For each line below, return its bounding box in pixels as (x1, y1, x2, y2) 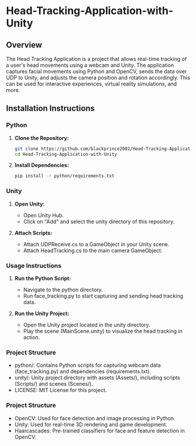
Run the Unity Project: (14, 309, 70, 317)
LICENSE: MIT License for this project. (14, 387, 107, 394)
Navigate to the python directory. (23, 286, 104, 293)
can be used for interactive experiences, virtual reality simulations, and (6, 80, 177, 87)
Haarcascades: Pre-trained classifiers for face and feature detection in (14, 427, 185, 434)
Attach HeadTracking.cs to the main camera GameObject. (23, 247, 163, 254)
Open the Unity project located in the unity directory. (23, 321, 150, 328)
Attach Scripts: (14, 229, 53, 236)
